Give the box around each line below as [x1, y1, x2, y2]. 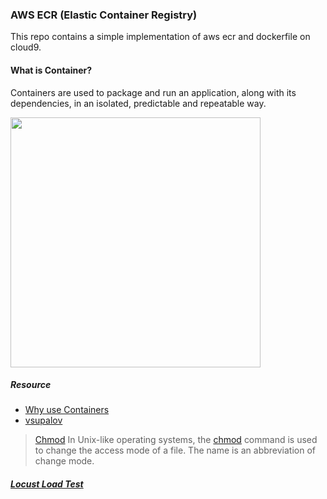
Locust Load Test [10, 478, 84, 490]
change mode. [34, 455, 95, 467]
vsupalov [24, 414, 63, 427]
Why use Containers [24, 404, 110, 416]
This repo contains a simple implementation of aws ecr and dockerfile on [10, 31, 311, 43]
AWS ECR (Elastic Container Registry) [10, 8, 198, 22]
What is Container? [10, 64, 93, 76]
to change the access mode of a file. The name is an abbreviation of [34, 444, 317, 457]
